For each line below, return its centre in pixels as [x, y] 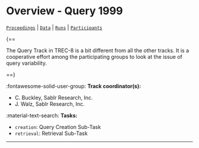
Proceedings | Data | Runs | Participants [54, 27]
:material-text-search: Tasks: [42, 115]
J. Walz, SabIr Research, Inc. [49, 104]
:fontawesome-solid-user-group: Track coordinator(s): [73, 86]
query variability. [27, 63]
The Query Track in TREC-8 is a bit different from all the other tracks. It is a [98, 50]
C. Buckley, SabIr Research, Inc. [54, 97]
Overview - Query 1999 [65, 11]
